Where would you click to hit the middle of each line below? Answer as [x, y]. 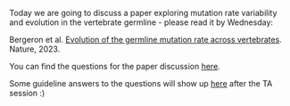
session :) [27, 93]
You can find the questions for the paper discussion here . [115, 66]
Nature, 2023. [35, 49]
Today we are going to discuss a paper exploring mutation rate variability [143, 13]
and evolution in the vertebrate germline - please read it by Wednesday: [141, 22]
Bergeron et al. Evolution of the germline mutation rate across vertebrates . [146, 40]
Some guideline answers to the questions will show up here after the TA [141, 83]
